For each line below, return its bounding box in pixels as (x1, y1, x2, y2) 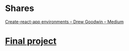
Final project (5, 36, 57, 47)
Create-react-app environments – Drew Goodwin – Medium (5, 19, 124, 25)
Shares (5, 3, 35, 14)
